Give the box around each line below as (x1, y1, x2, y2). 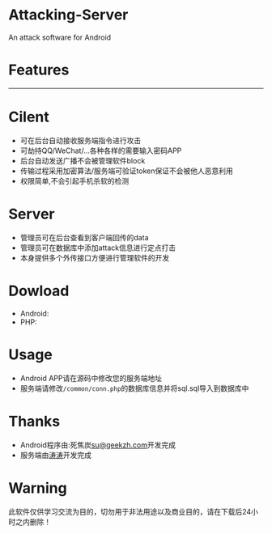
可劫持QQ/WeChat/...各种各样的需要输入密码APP (19, 146, 182, 155)
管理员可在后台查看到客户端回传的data (19, 232, 149, 242)
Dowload (8, 282, 70, 300)
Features (8, 61, 70, 79)
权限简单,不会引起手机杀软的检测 (19, 176, 130, 185)
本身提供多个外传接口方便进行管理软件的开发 (19, 252, 170, 262)
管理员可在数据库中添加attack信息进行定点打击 (19, 243, 176, 252)
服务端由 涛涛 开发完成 (19, 450, 91, 460)
